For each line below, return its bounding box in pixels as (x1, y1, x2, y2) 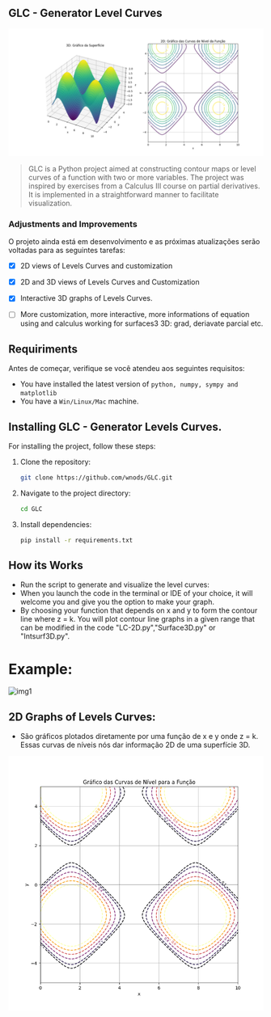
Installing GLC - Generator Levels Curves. (8, 420, 222, 433)
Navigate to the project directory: (19, 488, 131, 498)
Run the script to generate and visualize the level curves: (19, 580, 210, 589)
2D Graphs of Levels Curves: (8, 710, 156, 724)
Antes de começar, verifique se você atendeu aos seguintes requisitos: (8, 364, 245, 373)
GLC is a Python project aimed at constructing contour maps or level (28, 163, 256, 173)
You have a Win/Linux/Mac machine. (19, 396, 139, 407)
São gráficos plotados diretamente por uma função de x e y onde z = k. (19, 732, 259, 741)
